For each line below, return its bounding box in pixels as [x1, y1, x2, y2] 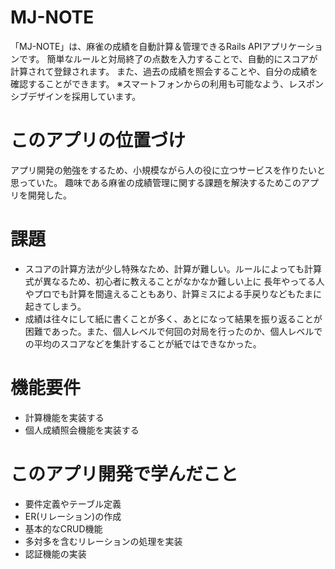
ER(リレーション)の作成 [24, 510, 122, 522]
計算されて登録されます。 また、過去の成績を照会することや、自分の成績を [10, 65, 318, 77]
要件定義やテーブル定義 [24, 497, 122, 510]
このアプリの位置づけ [10, 129, 187, 152]
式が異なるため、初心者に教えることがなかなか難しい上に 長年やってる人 [24, 275, 325, 287]
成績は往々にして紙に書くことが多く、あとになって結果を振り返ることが [24, 312, 323, 325]
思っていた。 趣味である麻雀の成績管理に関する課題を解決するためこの [10, 176, 302, 188]
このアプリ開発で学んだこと [10, 462, 239, 485]
